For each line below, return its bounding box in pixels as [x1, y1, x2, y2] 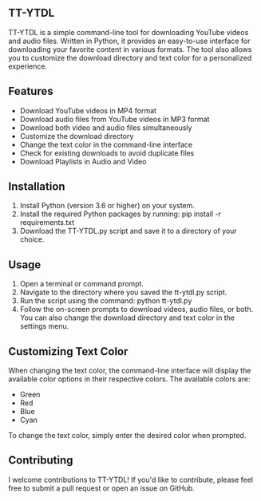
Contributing [8, 454, 73, 467]
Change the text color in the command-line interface [19, 140, 193, 149]
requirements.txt [19, 218, 75, 227]
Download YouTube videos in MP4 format [19, 105, 157, 115]
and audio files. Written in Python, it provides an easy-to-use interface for [8, 36, 251, 45]
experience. [8, 61, 48, 71]
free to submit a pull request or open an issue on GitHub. [8, 483, 196, 493]
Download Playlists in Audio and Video [19, 156, 147, 166]
